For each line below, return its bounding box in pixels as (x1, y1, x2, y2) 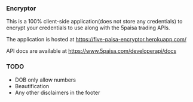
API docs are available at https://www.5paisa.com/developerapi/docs (6, 47, 177, 55)
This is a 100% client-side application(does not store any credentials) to (6, 18, 183, 25)
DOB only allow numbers (14, 76, 76, 83)
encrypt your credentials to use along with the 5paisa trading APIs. (6, 24, 170, 31)
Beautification (14, 82, 50, 89)
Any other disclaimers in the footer (14, 89, 100, 96)
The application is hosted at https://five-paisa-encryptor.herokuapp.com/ (6, 36, 187, 43)
